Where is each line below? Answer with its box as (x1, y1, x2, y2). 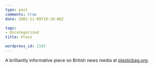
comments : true (5, 12, 37, 17)
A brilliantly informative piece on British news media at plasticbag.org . (5, 57, 149, 63)
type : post (5, 7, 28, 12)
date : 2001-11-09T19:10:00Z (5, 16, 64, 21)
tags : (5, 25, 16, 30)
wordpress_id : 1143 (5, 44, 46, 49)
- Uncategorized (5, 30, 39, 35)
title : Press (5, 35, 32, 40)
